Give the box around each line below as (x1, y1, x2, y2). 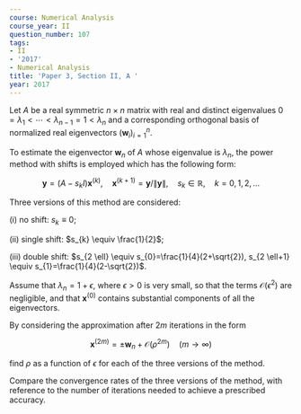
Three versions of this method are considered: (9, 197, 181, 207)
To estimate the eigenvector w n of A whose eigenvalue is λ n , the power (9, 146, 274, 160)
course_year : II (9, 22, 70, 31)
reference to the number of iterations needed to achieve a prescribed (9, 385, 266, 396)
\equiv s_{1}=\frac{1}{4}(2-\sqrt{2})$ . (9, 260, 146, 271)
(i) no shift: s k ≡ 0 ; (9, 215, 76, 227)
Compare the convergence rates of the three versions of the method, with (9, 375, 283, 386)
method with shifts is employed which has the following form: (9, 158, 236, 169)
